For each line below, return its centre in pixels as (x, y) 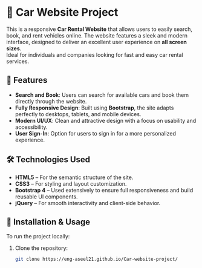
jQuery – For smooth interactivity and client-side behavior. (88, 203)
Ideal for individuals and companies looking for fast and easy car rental (95, 54)
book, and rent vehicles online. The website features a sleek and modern (97, 35)
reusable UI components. (46, 197)
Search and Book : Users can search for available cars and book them (102, 95)
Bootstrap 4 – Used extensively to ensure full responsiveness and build (104, 190)
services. (18, 61)
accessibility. (31, 127)
